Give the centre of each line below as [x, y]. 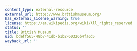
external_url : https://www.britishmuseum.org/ [53, 14]
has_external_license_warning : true [42, 18]
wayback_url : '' [22, 41]
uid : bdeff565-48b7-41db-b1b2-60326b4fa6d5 [50, 37]
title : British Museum [28, 32]
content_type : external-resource [39, 9]
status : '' [16, 28]
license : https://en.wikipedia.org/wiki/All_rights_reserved [69, 23]
